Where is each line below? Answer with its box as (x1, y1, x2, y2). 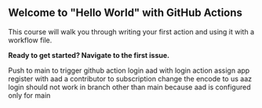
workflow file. (8, 35, 53, 45)
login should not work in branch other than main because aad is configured (8, 82, 251, 92)
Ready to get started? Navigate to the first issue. (8, 50, 170, 59)
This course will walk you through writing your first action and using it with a (8, 27, 255, 36)
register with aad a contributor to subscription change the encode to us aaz (8, 74, 253, 83)
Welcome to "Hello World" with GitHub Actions (8, 6, 243, 20)
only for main (8, 90, 51, 100)
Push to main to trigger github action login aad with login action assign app (8, 66, 250, 75)
